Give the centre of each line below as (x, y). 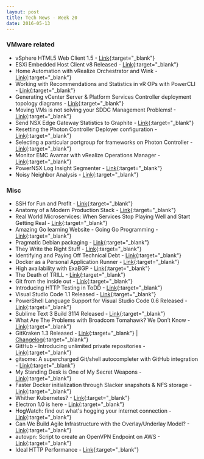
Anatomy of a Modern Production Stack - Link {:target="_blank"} (96, 210)
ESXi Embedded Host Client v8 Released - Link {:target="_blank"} (97, 64)
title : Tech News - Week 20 (42, 18)
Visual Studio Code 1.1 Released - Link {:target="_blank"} (86, 294)
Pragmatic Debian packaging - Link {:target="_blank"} (82, 242)
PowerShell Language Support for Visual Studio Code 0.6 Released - (101, 301)
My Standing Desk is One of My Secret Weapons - (78, 372)
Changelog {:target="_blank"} (52, 340)
